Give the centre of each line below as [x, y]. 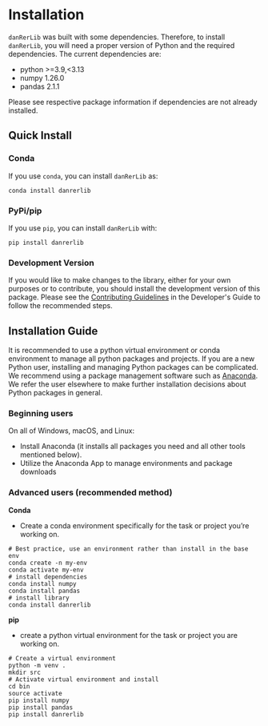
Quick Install [40, 136]
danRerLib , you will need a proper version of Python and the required [122, 45]
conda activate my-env [46, 570]
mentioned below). [51, 455]
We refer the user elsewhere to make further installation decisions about [127, 384]
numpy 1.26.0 [42, 78]
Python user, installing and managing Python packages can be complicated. [133, 367]
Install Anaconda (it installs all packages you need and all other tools [132, 447]
